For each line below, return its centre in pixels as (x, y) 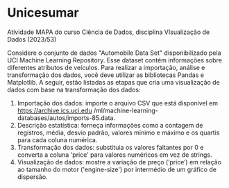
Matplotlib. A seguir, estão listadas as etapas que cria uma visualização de (113, 82)
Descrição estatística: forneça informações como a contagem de (110, 125)
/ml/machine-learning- (126, 110)
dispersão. (32, 177)
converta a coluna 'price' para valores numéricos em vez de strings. (114, 155)
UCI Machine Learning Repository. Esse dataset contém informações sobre (114, 60)
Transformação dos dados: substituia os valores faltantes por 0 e (110, 147)
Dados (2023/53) (32, 39)
